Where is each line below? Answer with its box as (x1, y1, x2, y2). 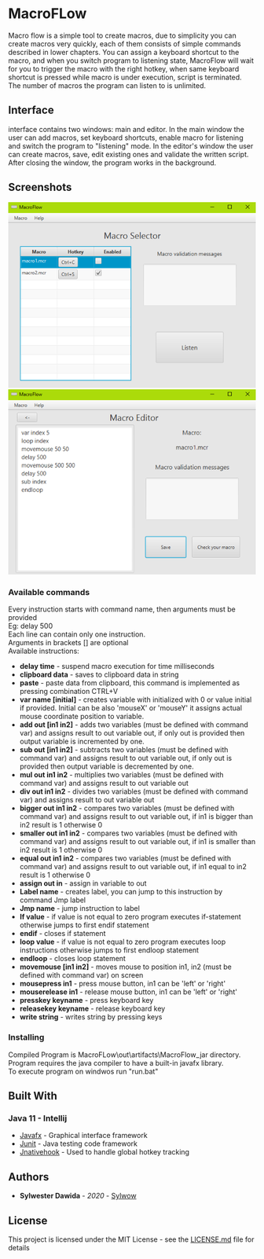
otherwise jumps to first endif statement (19, 920, 149, 930)
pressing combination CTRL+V (19, 687, 119, 696)
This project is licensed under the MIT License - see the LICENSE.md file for (8, 1235, 255, 1244)
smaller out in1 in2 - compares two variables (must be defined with (19, 828, 238, 838)
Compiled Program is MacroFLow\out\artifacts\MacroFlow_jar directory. (8, 1050, 241, 1059)
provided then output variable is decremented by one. (19, 762, 194, 771)
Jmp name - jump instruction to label (19, 904, 140, 913)
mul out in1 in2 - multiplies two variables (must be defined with (19, 770, 224, 780)
